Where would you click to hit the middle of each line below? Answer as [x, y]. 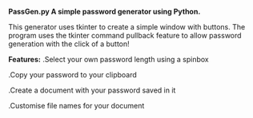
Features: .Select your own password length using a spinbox [109, 59]
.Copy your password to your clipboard [73, 75]
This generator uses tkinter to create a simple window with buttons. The [127, 27]
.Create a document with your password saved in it [92, 90]
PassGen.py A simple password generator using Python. [104, 12]
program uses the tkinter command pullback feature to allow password [125, 35]
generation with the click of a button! [69, 44]
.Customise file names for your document [76, 106]
